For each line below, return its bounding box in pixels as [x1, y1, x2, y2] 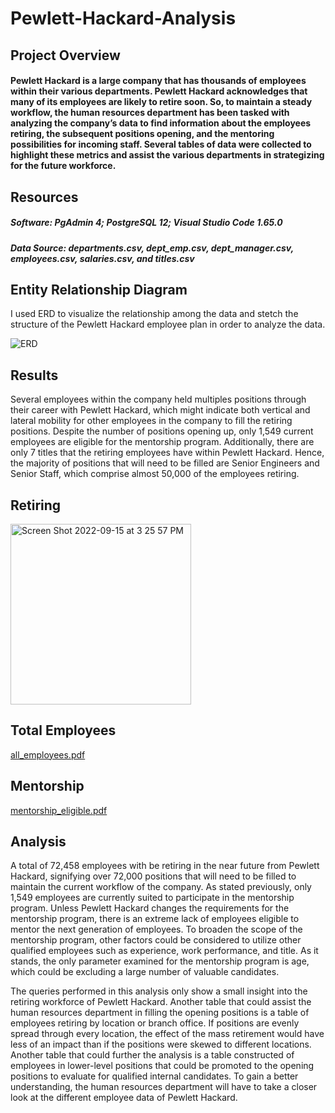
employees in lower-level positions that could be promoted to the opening [10, 1060, 315, 1072]
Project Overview [10, 47, 121, 64]
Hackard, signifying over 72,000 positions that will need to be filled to [10, 870, 297, 882]
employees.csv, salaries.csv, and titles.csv [10, 252, 195, 264]
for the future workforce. [10, 160, 117, 172]
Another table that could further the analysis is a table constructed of [10, 1049, 295, 1061]
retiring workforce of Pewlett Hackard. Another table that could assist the [10, 996, 312, 1008]
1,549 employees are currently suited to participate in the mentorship [10, 892, 295, 904]
